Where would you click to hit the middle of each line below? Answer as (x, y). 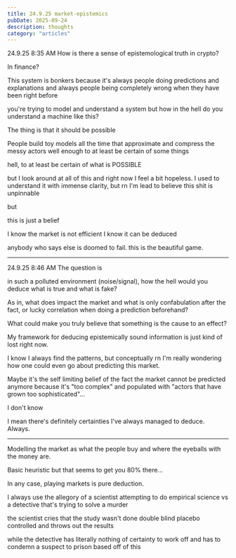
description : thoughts (40, 27)
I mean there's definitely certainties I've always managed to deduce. (106, 421)
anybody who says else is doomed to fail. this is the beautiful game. (105, 248)
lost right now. (28, 345)
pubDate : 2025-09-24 (38, 20)
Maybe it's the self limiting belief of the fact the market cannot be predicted (117, 379)
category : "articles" (39, 33)
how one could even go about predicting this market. (84, 366)
